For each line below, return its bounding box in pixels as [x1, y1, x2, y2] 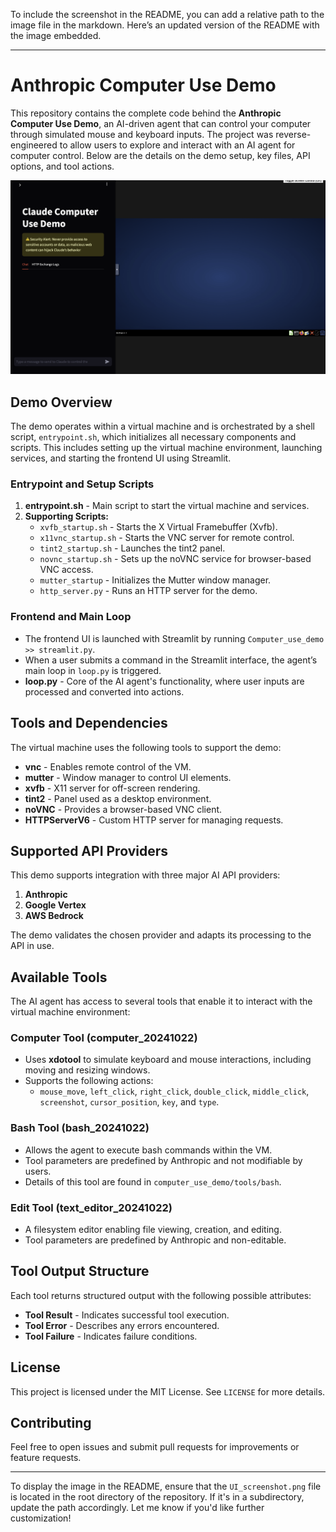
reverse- [275, 128, 312, 140]
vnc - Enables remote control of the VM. [24, 760, 192, 773]
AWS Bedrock [24, 910, 84, 922]
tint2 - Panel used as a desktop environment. [24, 792, 212, 804]
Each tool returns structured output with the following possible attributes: [10, 1289, 312, 1301]
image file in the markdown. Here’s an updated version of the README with [10, 19, 320, 31]
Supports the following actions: [24, 1075, 154, 1087]
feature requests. [10, 1452, 82, 1464]
